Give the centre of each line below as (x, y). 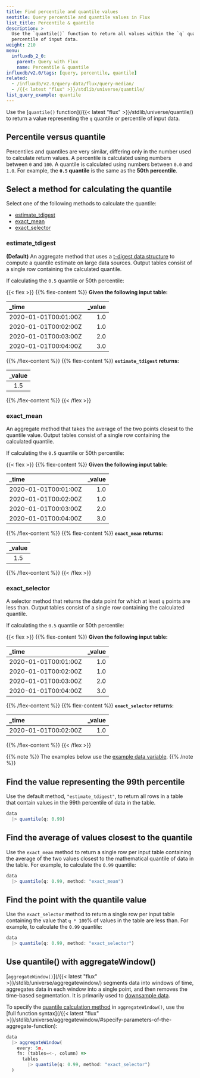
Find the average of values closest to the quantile (99, 838)
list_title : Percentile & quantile (50, 23)
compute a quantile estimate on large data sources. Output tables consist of (99, 263)
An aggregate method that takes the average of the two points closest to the (100, 429)
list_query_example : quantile (44, 95)
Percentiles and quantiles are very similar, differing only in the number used (99, 151)
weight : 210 (21, 45)
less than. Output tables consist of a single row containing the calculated (95, 608)
